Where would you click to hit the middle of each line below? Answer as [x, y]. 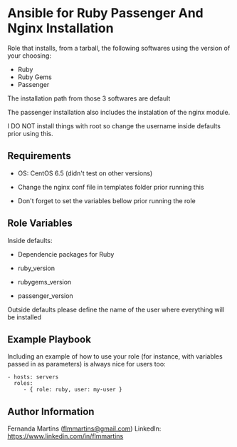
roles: [23, 384]
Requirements [39, 156]
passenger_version [45, 296]
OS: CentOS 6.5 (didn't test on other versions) [85, 173]
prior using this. [30, 133]
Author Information [51, 411]
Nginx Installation [60, 28]
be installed [24, 317]
